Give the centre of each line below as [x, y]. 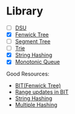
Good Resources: [28, 74]
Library [25, 11]
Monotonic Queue [37, 62]
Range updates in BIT [42, 92]
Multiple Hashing [36, 105]
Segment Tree [33, 42]
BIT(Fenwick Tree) [38, 86]
